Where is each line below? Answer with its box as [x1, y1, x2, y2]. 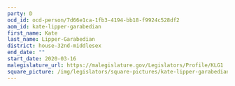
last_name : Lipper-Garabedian [7, 36, 96, 43]
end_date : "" [7, 49, 45, 56]
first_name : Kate [7, 29, 58, 37]
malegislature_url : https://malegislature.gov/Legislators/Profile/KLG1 [7, 62, 224, 69]
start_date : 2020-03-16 [7, 55, 77, 62]
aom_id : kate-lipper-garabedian [7, 23, 101, 30]
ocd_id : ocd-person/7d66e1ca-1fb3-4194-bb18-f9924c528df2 [7, 17, 180, 24]
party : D [7, 10, 33, 17]
